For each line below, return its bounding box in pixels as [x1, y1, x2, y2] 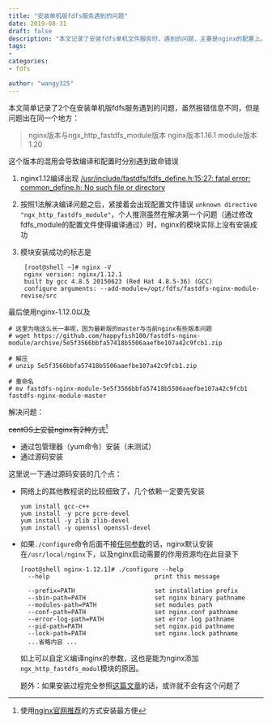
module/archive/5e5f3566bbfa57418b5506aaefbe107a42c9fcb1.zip [8, 339, 223, 347]
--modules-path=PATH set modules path [28, 601, 213, 609]
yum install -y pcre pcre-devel [19, 509, 130, 518]
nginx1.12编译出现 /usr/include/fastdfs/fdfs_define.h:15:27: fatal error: [19, 173, 251, 183]
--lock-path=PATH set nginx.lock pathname [28, 630, 239, 638]
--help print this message [28, 573, 220, 581]
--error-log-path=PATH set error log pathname [28, 615, 235, 624]
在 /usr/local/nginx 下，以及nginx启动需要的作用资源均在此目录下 [19, 549, 239, 559]
